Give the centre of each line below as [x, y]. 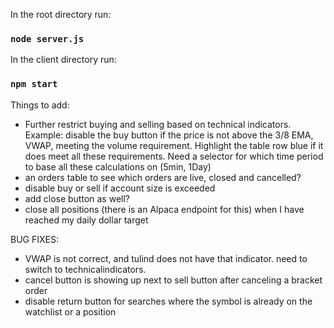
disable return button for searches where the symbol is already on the [168, 301]
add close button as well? [77, 198]
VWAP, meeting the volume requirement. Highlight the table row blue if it [174, 145]
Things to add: [40, 105]
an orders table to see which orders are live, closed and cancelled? [163, 177]
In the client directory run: [63, 60]
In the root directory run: [61, 14]
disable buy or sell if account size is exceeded [120, 188]
